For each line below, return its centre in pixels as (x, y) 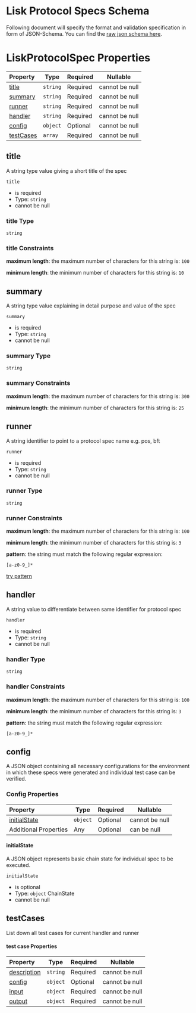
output (18, 1001)
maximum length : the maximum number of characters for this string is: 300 (98, 396)
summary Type (29, 356)
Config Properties (32, 794)
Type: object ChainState (45, 893)
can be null (145, 829)
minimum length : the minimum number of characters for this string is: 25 (95, 408)
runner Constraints (34, 518)
